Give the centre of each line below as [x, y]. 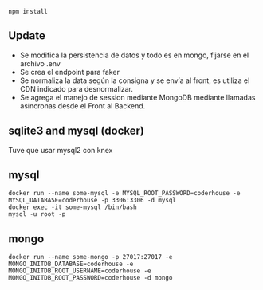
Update [27, 36]
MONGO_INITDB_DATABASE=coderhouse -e [71, 264]
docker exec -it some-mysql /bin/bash [73, 207]
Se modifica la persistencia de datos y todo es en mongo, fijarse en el [134, 55]
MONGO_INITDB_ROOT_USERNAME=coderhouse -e [80, 271]
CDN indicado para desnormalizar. [76, 88]
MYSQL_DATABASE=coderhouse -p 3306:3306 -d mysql [92, 200]
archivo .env [40, 63]
